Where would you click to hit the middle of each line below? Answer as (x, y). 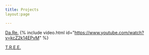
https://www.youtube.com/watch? (109, 32)
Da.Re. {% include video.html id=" (40, 32)
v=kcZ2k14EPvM (22, 38)
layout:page (17, 14)
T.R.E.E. (13, 47)
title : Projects (22, 10)
